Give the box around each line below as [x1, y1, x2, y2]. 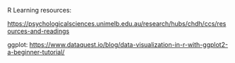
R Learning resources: [7, 6, 72, 14]
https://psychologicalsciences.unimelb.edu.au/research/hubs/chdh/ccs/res [7, 20, 227, 27]
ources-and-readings [7, 27, 70, 35]
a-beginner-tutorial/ [7, 48, 65, 56]
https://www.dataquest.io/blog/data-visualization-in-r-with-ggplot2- [29, 41, 228, 48]
